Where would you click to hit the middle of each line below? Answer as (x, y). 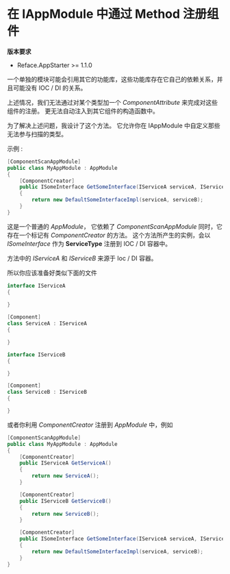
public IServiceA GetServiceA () (65, 463)
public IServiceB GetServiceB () (65, 501)
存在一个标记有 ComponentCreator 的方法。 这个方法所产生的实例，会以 (109, 235)
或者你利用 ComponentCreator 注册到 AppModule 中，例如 (90, 425)
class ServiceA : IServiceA (47, 324)
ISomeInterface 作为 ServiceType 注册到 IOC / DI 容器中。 (89, 243)
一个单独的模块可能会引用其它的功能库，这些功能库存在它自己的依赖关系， (112, 79)
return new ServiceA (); (65, 476)
